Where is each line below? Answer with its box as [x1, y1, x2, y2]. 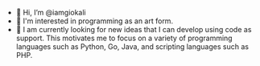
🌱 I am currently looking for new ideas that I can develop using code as [15, 25, 252, 34]
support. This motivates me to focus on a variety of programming [15, 33, 233, 43]
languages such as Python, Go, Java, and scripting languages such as [15, 42, 250, 52]
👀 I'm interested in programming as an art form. [15, 16, 174, 26]
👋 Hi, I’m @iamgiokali [15, 8, 86, 17]
